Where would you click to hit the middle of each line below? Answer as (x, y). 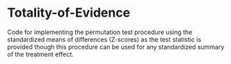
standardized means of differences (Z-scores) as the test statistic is (104, 39)
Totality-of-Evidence (69, 13)
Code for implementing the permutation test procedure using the (100, 32)
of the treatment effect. (41, 54)
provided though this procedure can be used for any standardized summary (116, 47)
